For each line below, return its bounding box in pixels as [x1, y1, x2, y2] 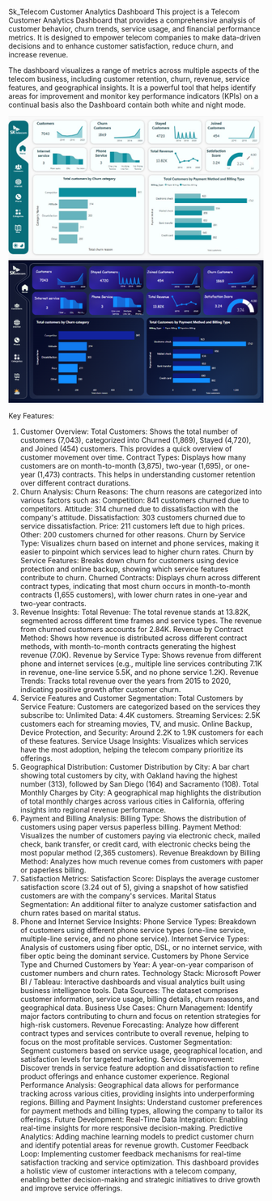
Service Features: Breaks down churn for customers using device [19, 556, 239, 566]
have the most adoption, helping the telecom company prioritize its [19, 745, 244, 755]
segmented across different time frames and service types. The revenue [19, 616, 262, 626]
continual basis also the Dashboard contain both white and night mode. [8, 100, 246, 109]
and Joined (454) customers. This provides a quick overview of [19, 444, 232, 454]
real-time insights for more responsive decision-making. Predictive [19, 1123, 243, 1133]
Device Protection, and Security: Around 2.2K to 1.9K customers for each [19, 728, 264, 737]
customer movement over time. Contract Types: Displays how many [19, 452, 247, 462]
